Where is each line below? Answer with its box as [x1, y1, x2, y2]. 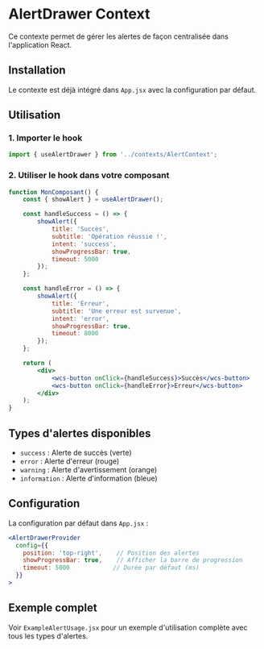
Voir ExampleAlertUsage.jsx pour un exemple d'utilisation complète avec [8, 622, 248, 632]
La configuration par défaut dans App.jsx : [8, 518, 149, 528]
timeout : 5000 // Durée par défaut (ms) [23, 564, 200, 572]
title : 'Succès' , [51, 225, 110, 234]
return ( [23, 360, 52, 368]
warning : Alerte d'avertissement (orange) [19, 465, 158, 475]
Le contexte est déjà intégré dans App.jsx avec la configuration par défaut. [8, 85, 257, 94]
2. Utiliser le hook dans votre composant [8, 170, 170, 181]
